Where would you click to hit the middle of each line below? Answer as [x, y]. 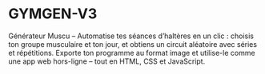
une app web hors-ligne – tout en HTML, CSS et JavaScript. [107, 61]
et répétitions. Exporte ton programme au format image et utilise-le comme [132, 53]
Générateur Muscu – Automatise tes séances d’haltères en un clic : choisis [131, 36]
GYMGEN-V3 [53, 14]
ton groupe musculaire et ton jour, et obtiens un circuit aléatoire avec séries [133, 44]
